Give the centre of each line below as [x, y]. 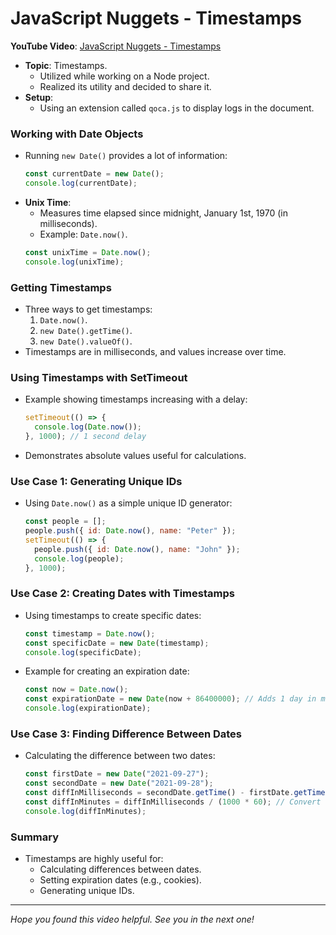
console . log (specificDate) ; [83, 652]
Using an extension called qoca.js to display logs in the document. [177, 108]
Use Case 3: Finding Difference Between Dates [126, 734]
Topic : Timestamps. [66, 65]
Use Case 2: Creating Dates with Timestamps [122, 594]
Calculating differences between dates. [120, 869]
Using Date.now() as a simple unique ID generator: [128, 503]
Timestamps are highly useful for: [94, 859]
